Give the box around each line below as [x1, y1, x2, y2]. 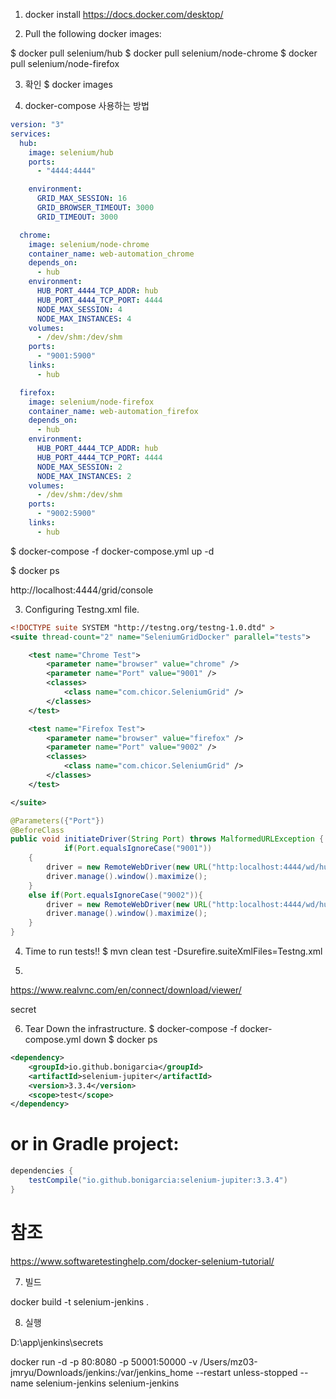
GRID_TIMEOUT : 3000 [36, 212, 118, 222]
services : [10, 129, 52, 139]
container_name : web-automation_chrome [28, 249, 195, 259]
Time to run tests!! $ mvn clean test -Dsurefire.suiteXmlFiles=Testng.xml [24, 945, 323, 957]
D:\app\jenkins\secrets [10, 1336, 104, 1348]
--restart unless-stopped [195, 1366, 298, 1378]
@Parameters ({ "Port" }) [10, 815, 105, 826]
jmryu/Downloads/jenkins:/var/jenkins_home [10, 1366, 194, 1378]
